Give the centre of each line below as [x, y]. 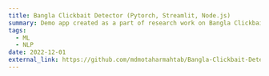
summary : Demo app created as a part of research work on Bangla [119, 23]
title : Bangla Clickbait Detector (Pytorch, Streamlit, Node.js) [119, 15]
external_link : [34, 60]
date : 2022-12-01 [37, 52]
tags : [17, 30]
